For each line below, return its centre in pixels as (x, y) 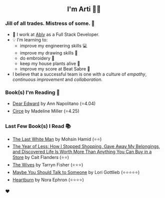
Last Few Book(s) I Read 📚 (38, 126)
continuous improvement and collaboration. (57, 79)
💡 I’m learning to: (30, 39)
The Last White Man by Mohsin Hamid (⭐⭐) (57, 139)
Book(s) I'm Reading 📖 (32, 92)
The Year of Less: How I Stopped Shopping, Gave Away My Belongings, (86, 146)
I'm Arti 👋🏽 (84, 9)
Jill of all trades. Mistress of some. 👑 (50, 23)
